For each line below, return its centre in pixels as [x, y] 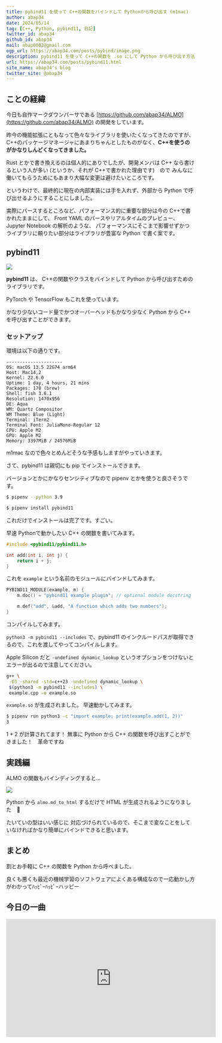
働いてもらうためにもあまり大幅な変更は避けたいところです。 [82, 178]
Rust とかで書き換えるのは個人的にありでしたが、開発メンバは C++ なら [95, 163]
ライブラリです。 [27, 286]
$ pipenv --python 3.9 [34, 497]
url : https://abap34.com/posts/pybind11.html [64, 62]
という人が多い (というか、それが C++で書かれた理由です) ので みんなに [102, 170]
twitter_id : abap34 [31, 34]
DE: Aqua [17, 404]
